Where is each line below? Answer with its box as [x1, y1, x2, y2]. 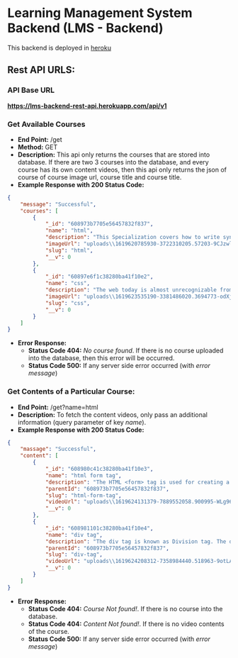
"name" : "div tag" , [45, 531, 103, 538]
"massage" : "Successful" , [20, 445, 97, 453]
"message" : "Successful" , [20, 201, 97, 208]
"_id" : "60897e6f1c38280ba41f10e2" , [45, 273, 154, 281]
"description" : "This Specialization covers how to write [45, 234, 220, 241]
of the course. [28, 627, 69, 635]
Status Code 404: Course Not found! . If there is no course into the [28, 604, 223, 613]
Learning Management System [7, 5, 193, 21]
